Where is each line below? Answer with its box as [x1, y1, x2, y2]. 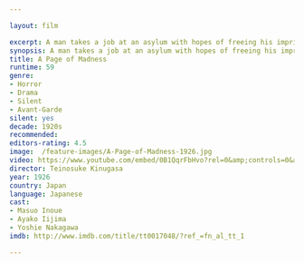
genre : [9, 72, 34, 81]
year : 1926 [9, 172, 51, 181]
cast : [9, 198, 30, 207]
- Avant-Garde [9, 105, 63, 114]
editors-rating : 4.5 [9, 139, 88, 148]
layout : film [9, 21, 59, 30]
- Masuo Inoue [9, 206, 63, 216]
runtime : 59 [9, 63, 54, 73]
